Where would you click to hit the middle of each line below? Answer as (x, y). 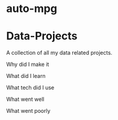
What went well (25, 99)
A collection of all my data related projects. (59, 53)
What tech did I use (30, 88)
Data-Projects (42, 36)
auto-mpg (32, 9)
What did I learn (26, 76)
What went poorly (28, 111)
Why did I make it (28, 64)
